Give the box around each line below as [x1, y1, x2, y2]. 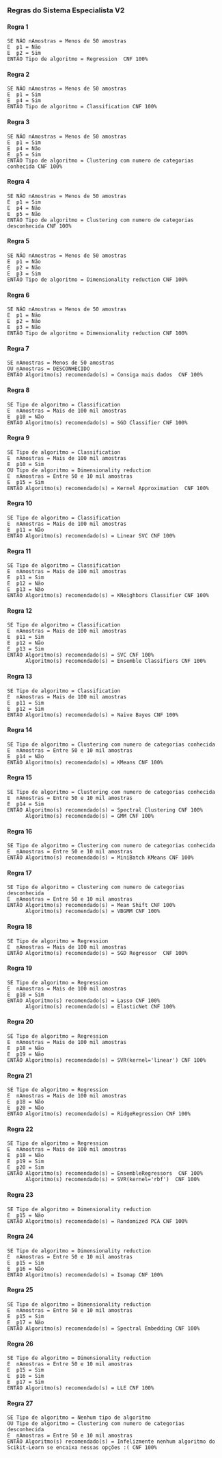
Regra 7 [7, 344, 29, 352]
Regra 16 [7, 827, 33, 835]
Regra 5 [7, 237, 29, 245]
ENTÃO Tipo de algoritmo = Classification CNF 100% [7, 104, 157, 110]
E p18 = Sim [7, 991, 44, 998]
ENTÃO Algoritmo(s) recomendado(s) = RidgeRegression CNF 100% [7, 1110, 191, 1117]
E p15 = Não [7, 1212, 44, 1219]
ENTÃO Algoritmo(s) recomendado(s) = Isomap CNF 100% [7, 1271, 164, 1278]
